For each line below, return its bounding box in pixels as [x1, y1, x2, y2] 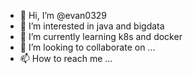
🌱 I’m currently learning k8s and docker [19, 31, 183, 42]
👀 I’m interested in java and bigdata [19, 20, 165, 32]
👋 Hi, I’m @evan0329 [19, 10, 108, 21]
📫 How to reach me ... [19, 53, 113, 64]
